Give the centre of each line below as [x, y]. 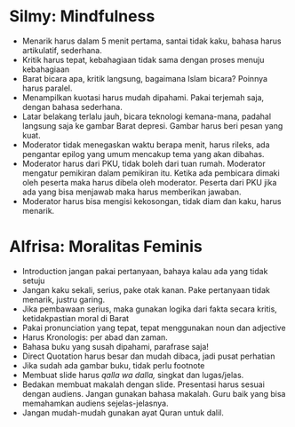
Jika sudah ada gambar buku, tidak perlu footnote [113, 365]
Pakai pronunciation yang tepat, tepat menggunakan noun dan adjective [154, 328]
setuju [33, 281]
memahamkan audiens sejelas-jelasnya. [95, 403]
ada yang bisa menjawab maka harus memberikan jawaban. [132, 192]
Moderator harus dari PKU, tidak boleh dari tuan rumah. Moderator [144, 163]
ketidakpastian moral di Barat [76, 318]
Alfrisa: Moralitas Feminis [106, 247]
